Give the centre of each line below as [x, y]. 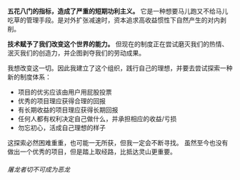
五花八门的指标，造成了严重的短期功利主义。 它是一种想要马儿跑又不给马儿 [118, 11]
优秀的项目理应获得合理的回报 [61, 101]
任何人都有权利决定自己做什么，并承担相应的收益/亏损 [97, 119]
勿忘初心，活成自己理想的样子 [61, 128]
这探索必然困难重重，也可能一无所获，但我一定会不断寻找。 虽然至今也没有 [118, 143]
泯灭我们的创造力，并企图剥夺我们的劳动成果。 [76, 53]
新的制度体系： [29, 77]
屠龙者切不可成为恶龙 [39, 169]
